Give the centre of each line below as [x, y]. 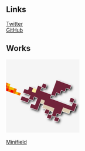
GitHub [15, 30]
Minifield [17, 142]
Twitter [15, 23]
